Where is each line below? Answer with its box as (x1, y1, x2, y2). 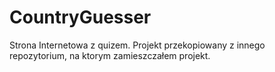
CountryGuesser (9, 6, 152, 29)
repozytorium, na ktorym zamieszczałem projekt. (9, 49, 211, 61)
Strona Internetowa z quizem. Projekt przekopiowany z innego (9, 39, 266, 51)
